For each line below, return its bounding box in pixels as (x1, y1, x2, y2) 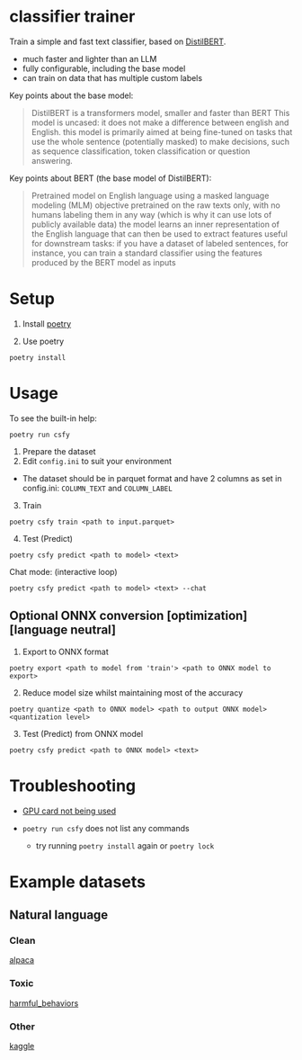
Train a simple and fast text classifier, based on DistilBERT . (9, 36, 226, 47)
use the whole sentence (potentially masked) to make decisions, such (31, 136, 290, 147)
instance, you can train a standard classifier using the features (31, 247, 262, 258)
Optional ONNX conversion (9, 608, 164, 624)
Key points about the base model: (9, 90, 134, 101)
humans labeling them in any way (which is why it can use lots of (31, 209, 272, 220)
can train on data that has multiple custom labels (22, 72, 203, 83)
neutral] (70, 623, 117, 638)
